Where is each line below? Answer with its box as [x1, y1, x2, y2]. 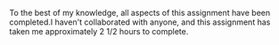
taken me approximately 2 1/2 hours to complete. [9, 26, 189, 36]
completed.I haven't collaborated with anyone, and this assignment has [9, 17, 271, 27]
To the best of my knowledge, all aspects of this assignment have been [9, 8, 270, 18]
